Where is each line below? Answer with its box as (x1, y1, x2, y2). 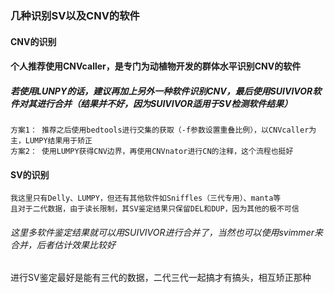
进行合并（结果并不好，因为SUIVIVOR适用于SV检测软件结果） (36, 97, 293, 109)
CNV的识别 (10, 35, 57, 47)
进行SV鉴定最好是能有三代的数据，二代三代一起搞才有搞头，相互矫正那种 (10, 272, 312, 284)
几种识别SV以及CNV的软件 (10, 8, 140, 22)
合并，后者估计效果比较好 (10, 238, 116, 251)
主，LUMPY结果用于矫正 (10, 136, 93, 146)
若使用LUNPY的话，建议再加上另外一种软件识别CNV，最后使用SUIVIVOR (10, 85, 313, 97)
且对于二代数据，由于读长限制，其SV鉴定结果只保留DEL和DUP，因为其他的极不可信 (10, 204, 300, 214)
